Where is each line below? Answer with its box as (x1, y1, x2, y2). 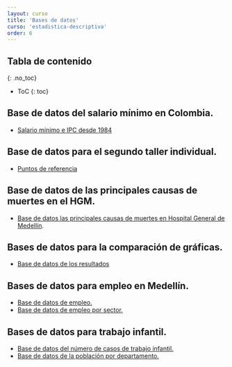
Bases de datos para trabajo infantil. (7, 326, 167, 338)
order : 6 (7, 29, 33, 37)
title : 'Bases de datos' (7, 17, 79, 24)
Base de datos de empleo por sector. (17, 306, 124, 314)
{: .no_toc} (7, 74, 37, 82)
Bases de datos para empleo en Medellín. (7, 279, 189, 292)
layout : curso (7, 10, 49, 17)
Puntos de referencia (17, 164, 78, 172)
